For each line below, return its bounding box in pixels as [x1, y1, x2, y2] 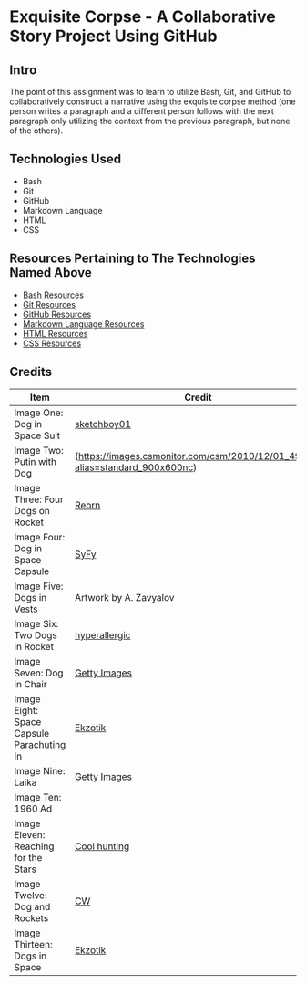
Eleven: [14, 829, 46, 842]
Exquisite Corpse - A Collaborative [9, 6, 276, 27]
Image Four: [14, 531, 66, 544]
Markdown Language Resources [22, 318, 145, 330]
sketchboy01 [74, 418, 132, 431]
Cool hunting [74, 840, 130, 853]
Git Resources [22, 299, 76, 309]
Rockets [14, 912, 49, 925]
